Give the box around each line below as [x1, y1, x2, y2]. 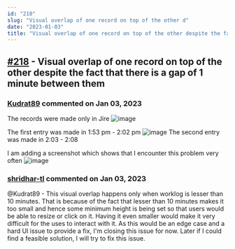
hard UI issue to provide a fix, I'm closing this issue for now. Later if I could [7, 227, 222, 235]
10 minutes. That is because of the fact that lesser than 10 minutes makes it [7, 197, 224, 206]
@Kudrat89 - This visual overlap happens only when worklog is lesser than [7, 190, 224, 198]
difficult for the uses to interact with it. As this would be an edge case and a [7, 220, 225, 228]
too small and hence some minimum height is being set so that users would [7, 204, 225, 213]
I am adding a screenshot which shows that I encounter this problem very [7, 148, 219, 157]
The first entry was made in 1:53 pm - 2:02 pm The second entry [7, 127, 220, 136]
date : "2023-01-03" [7, 23, 64, 30]
